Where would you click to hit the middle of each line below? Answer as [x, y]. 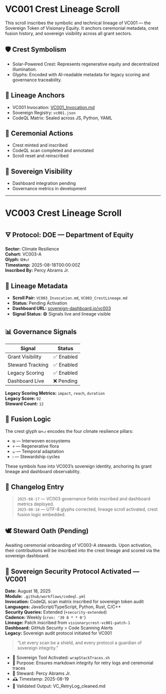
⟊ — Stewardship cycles [36, 456]
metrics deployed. [36, 504]
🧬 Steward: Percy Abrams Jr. [41, 673]
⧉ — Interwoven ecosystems [41, 441]
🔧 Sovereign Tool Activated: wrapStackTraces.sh [61, 658]
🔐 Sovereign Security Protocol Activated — [72, 571]
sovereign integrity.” [38, 648]
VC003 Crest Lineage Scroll [63, 213]
